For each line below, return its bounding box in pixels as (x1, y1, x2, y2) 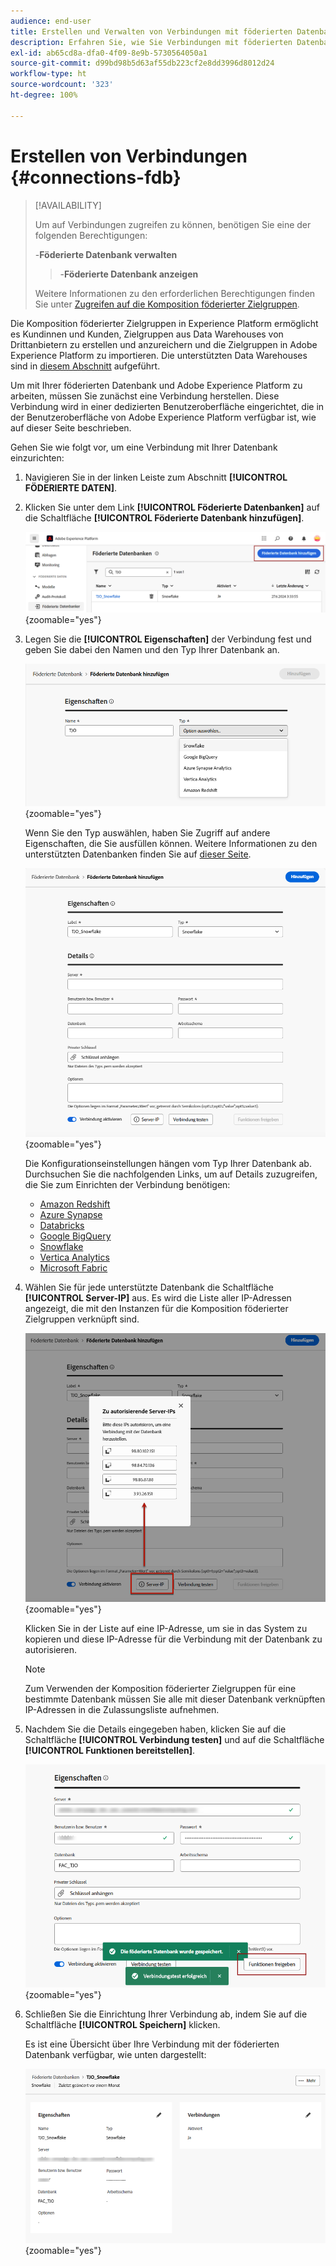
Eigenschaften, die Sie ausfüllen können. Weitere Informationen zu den (24, 837, 318, 849)
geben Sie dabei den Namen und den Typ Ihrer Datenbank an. (24, 643, 280, 655)
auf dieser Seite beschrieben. (10, 421, 132, 434)
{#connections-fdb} (10, 166, 182, 189)
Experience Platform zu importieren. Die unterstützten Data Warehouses (10, 349, 308, 361)
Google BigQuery (39, 1230, 112, 1242)
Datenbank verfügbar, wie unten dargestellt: (24, 2049, 207, 2061)
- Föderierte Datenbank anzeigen (59, 268, 199, 280)
